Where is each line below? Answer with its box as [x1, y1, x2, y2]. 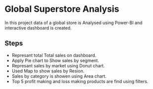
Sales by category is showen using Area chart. [11, 73, 107, 79]
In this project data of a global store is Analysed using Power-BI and [4, 20, 143, 26]
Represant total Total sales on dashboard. [11, 52, 97, 58]
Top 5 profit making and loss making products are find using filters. [11, 78, 149, 84]
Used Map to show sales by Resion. [11, 68, 84, 74]
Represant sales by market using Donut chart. [11, 62, 105, 68]
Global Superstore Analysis [4, 3, 119, 15]
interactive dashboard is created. [4, 25, 72, 30]
